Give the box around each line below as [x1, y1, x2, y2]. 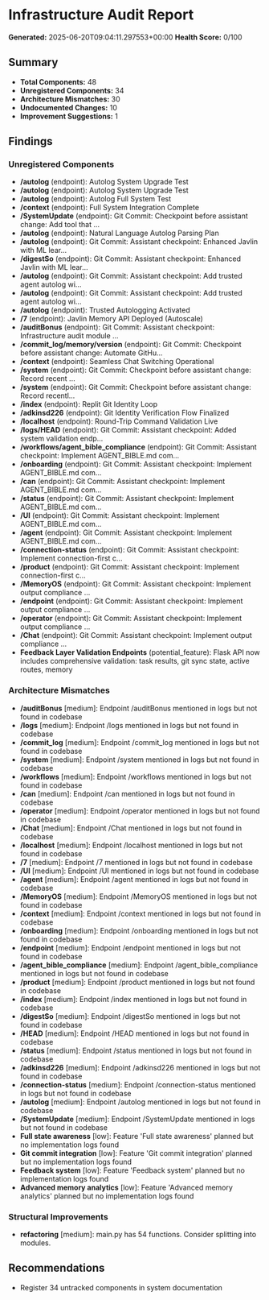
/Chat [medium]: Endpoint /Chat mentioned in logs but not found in [19, 823, 243, 833]
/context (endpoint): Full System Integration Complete [19, 203, 199, 213]
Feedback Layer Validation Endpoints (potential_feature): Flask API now [19, 648, 260, 657]
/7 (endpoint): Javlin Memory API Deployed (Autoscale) [19, 314, 203, 324]
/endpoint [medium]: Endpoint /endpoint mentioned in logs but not [19, 942, 241, 952]
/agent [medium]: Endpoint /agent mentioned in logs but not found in [19, 874, 249, 884]
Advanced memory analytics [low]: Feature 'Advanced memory [19, 1182, 233, 1192]
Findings [8, 135, 54, 148]
